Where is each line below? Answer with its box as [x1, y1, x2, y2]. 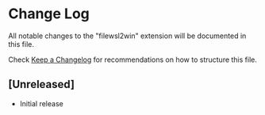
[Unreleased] [8, 78, 75, 91]
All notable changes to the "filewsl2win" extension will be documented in [8, 31, 247, 40]
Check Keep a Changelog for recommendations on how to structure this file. [8, 55, 258, 64]
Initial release [19, 98, 63, 108]
